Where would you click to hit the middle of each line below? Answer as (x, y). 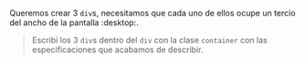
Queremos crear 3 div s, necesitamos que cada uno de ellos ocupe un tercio (152, 13)
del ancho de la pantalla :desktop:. (74, 23)
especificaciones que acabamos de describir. (117, 50)
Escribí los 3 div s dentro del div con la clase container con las (149, 40)
